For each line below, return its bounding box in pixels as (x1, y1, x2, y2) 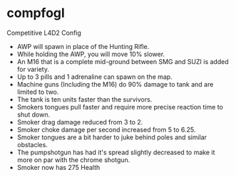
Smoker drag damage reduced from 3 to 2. (16, 117, 143, 126)
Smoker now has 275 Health (16, 163, 101, 171)
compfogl (6, 5, 65, 21)
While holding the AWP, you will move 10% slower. (16, 50, 165, 58)
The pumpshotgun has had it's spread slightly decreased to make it (16, 148, 215, 156)
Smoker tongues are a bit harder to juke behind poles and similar (16, 133, 207, 141)
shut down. (16, 110, 51, 119)
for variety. (16, 65, 49, 73)
